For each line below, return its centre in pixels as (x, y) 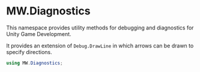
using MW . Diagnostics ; (35, 63)
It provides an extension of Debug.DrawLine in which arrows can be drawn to (100, 46)
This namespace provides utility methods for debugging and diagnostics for (100, 28)
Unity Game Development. (39, 34)
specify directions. (29, 52)
